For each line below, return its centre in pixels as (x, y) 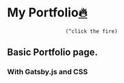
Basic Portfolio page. (52, 52)
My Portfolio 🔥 (47, 13)
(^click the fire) (91, 31)
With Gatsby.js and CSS (47, 72)
